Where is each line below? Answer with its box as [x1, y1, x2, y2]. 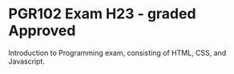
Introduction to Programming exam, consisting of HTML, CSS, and [8, 48, 227, 57]
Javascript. [8, 56, 46, 66]
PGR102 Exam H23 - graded [8, 5, 196, 23]
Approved [8, 21, 76, 40]
